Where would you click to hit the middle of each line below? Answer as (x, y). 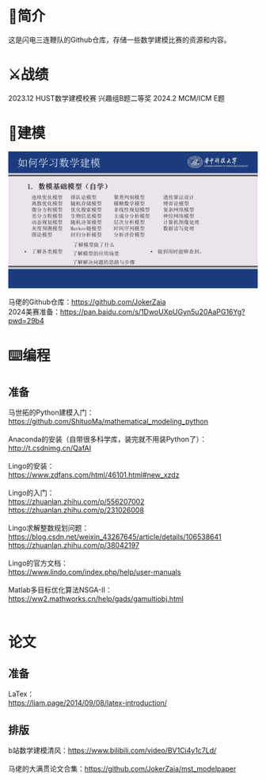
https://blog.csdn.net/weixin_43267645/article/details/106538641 (115, 537)
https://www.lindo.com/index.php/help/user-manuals (95, 572)
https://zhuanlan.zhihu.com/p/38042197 (74, 546)
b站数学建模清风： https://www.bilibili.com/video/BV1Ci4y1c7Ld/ (112, 751)
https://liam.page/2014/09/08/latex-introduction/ (88, 703)
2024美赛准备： (34, 312)
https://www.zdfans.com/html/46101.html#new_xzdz (94, 475)
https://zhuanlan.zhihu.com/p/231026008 (76, 510)
